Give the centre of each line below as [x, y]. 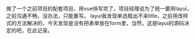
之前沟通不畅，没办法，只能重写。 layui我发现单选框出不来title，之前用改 [95, 16]
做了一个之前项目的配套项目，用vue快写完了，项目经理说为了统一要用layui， [99, 8]
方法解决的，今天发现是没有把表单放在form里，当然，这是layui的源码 [100, 23]
